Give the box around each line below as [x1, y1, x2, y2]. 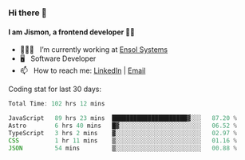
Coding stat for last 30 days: [8, 84, 102, 94]
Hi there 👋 [8, 7, 48, 18]
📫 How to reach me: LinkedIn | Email [19, 66, 146, 75]
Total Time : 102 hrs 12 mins [8, 100, 105, 108]
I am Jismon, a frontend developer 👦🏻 [8, 27, 136, 37]
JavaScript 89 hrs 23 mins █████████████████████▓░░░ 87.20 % [8, 114, 238, 122]
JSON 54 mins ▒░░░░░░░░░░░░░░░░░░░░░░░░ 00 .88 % [8, 144, 238, 152]
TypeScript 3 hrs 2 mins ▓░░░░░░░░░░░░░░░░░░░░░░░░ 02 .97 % [8, 129, 238, 137]
